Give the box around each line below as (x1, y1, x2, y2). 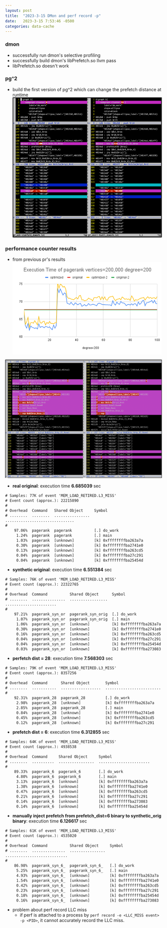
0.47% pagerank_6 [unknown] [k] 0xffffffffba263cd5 (16, 789, 148, 794)
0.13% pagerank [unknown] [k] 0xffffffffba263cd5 (16, 548, 143, 553)
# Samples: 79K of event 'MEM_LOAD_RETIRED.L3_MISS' (5, 665, 117, 671)
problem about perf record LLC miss (12, 907, 87, 913)
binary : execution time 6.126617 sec (12, 818, 87, 824)
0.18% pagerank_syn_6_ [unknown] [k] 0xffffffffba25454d (16, 893, 159, 898)
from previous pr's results (12, 256, 66, 262)
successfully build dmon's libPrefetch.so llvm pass (12, 57, 116, 63)
